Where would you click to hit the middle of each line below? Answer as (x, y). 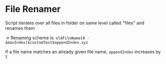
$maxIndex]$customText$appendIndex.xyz (47, 42)
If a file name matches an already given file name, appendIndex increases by (83, 52)
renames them (20, 28)
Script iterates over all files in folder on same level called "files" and (75, 23)
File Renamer (33, 9)
